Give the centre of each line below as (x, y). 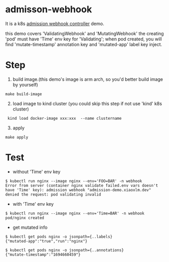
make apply (17, 137)
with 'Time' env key (33, 204)
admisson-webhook (49, 9)
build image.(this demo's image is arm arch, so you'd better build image (88, 79)
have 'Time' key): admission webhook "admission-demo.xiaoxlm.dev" (78, 190)
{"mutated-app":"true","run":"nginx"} (46, 241)
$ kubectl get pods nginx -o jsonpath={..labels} (59, 236)
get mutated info (30, 227)
